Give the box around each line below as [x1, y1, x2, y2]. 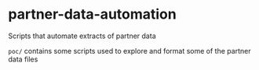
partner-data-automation [8, 5, 177, 23]
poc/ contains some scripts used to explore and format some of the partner [8, 46, 251, 55]
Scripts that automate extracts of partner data [8, 31, 156, 40]
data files [8, 54, 38, 64]
